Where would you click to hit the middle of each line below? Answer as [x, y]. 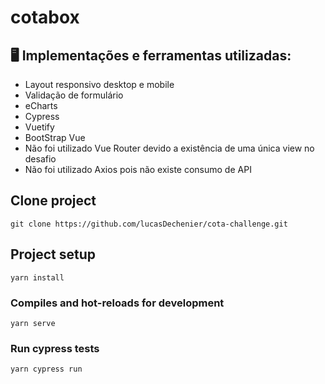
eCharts [41, 105]
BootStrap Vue [55, 137]
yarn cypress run [46, 369]
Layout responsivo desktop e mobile [99, 84]
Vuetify [39, 127]
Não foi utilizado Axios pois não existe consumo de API [138, 169]
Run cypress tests [55, 348]
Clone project [53, 201]
